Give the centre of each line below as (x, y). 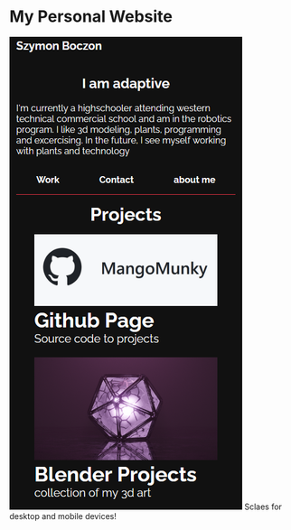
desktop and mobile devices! (63, 516)
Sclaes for (263, 507)
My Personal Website (91, 17)
